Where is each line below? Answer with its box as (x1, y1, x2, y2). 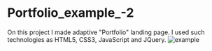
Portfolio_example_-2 (7, 5, 134, 21)
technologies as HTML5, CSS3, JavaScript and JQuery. (7, 35, 167, 43)
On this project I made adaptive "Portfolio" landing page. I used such (7, 28, 205, 36)
